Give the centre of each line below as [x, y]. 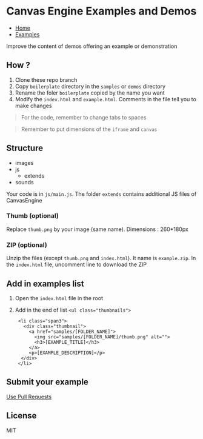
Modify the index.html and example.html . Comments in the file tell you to [106, 99]
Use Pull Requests [29, 397]
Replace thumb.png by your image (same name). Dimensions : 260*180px [98, 229]
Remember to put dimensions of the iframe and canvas [89, 129]
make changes [33, 106]
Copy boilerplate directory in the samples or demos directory [90, 86]
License [22, 416]
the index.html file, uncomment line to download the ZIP [77, 264]
